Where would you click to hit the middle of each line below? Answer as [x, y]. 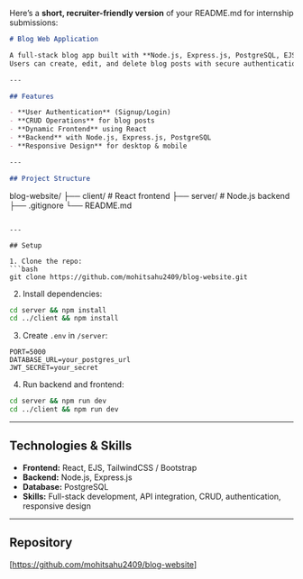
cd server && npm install [58, 310]
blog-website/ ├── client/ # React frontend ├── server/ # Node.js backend [150, 195]
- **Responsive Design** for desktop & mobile [98, 146]
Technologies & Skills [71, 446]
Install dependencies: [62, 294]
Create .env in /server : [65, 336]
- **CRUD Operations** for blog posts [82, 121]
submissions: [34, 23]
